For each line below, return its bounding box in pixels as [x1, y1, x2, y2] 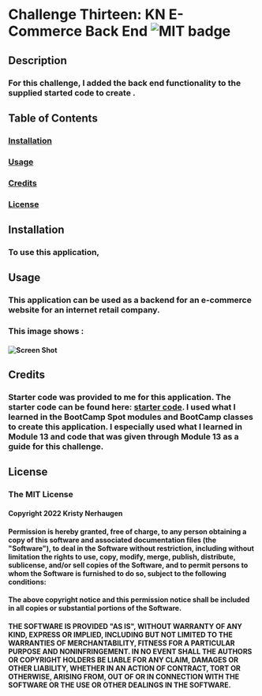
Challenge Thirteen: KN [8, 6, 166, 24]
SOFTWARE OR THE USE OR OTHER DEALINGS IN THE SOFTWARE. [8, 680, 231, 690]
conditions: [8, 577, 47, 586]
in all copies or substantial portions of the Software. [8, 604, 182, 613]
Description [8, 54, 67, 67]
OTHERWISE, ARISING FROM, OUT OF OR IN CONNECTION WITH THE [8, 672, 240, 681]
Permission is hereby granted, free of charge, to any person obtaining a [8, 526, 247, 536]
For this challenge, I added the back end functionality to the [8, 77, 241, 88]
